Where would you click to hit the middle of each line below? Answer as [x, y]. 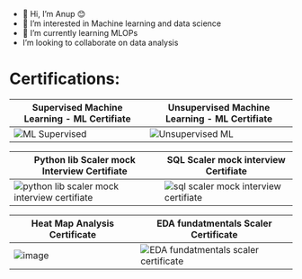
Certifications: [65, 79]
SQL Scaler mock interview [226, 159]
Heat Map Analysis [73, 223]
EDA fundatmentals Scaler [214, 223]
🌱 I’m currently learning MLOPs [80, 33]
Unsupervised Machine [219, 107]
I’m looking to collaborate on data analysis [100, 42]
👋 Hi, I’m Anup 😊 [54, 14]
